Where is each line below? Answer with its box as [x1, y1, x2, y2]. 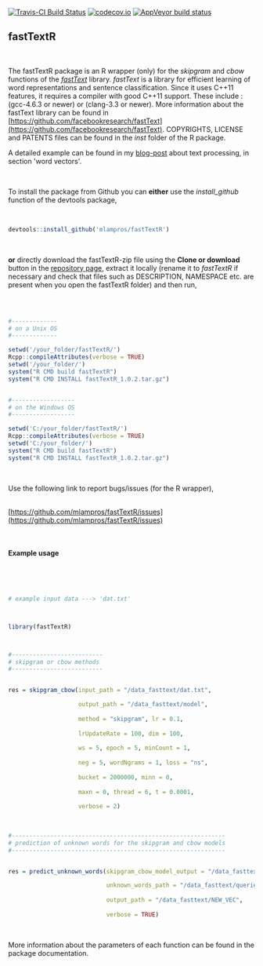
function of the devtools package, [8, 195, 117, 204]
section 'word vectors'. [8, 156, 82, 166]
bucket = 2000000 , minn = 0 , [77, 773, 174, 781]
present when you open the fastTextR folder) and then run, [8, 279, 197, 290]
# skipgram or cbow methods [8, 658, 100, 666]
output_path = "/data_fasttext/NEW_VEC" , [106, 896, 243, 904]
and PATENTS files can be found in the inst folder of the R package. [8, 133, 226, 142]
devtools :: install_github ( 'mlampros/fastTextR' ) [8, 225, 170, 233]
